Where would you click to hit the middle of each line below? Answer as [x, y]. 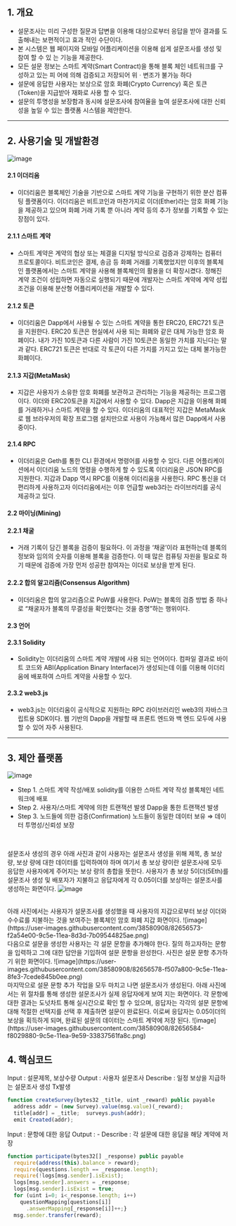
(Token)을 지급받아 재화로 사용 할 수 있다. [74, 92]
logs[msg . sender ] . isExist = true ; [64, 1189]
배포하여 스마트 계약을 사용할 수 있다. [81, 676]
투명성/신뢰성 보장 [50, 825]
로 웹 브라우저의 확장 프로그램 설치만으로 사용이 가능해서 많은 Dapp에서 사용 [122, 419]
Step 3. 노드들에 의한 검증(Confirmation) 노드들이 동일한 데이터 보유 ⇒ [115, 816]
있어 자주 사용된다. [58, 727]
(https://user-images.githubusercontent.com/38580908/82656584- [106, 1028]
